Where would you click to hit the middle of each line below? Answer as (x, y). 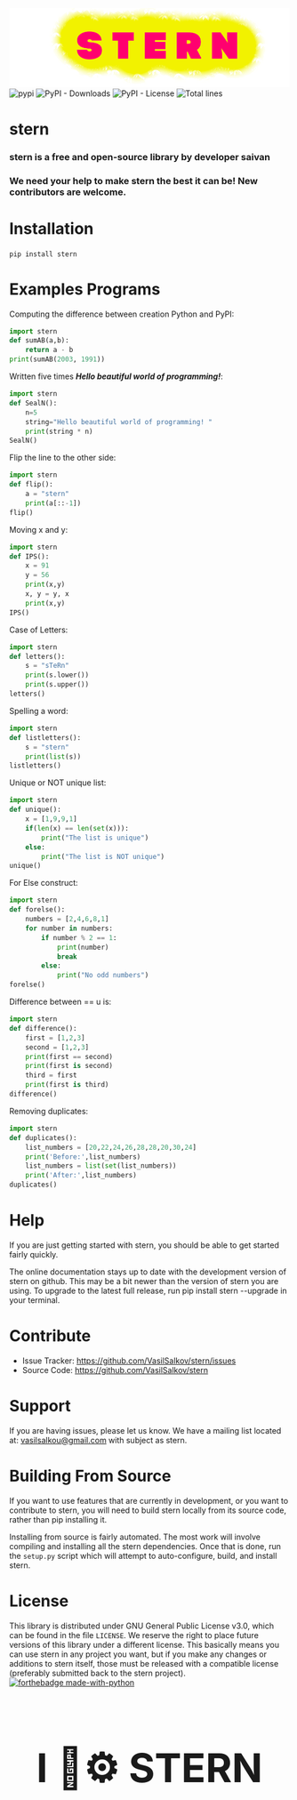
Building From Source (90, 1476)
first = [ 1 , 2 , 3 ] (56, 1038)
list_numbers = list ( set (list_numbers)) (101, 1166)
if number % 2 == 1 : (79, 937)
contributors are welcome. (68, 192)
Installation (52, 228)
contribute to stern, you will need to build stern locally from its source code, (148, 1510)
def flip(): (31, 485)
